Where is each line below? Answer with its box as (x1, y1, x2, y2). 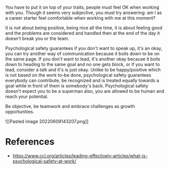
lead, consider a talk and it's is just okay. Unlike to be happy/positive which (5, 67, 161, 73)
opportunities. (5, 108, 34, 115)
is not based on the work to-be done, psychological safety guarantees (5, 72, 151, 78)
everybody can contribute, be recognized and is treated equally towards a (5, 78, 159, 83)
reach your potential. (5, 93, 48, 99)
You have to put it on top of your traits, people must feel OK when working (5, 5, 159, 10)
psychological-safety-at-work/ (12, 158, 77, 164)
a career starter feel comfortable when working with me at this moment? (5, 15, 155, 21)
